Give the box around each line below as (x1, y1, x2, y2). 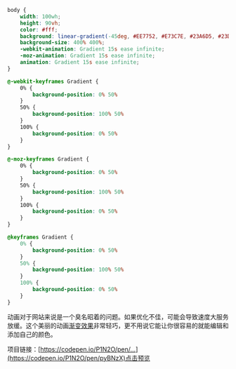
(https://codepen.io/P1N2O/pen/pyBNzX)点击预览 (7, 354, 150, 362)
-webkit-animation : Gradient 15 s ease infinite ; (20, 46, 165, 53)
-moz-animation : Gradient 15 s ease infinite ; (20, 53, 156, 60)
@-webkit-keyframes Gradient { (7, 78, 99, 85)
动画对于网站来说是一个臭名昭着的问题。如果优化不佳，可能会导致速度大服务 (7, 312, 229, 321)
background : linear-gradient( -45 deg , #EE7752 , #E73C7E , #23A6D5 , (20, 32, 216, 40)
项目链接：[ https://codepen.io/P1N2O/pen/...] (7, 344, 138, 354)
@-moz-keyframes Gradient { (7, 156, 90, 163)
